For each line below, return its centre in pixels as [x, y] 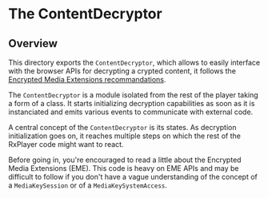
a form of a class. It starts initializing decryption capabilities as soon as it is [132, 103]
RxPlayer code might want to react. [66, 144]
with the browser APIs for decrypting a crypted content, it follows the [122, 71]
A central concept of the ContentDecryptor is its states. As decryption [122, 127]
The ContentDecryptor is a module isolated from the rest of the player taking [133, 95]
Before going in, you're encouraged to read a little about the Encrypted [125, 160]
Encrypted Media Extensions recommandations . [87, 79]
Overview [33, 44]
